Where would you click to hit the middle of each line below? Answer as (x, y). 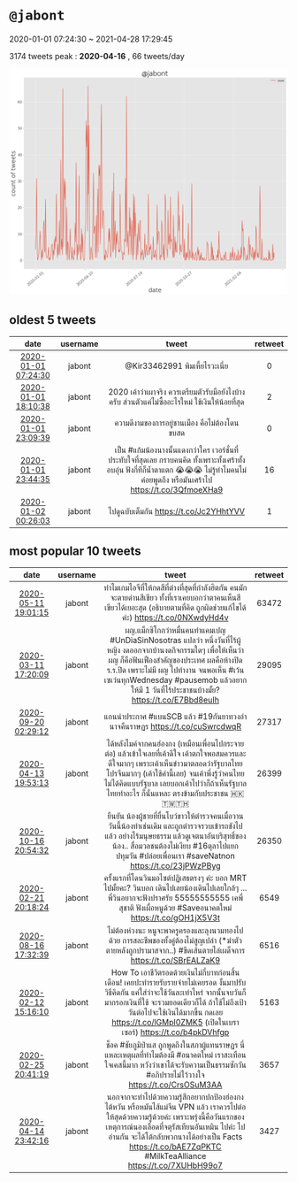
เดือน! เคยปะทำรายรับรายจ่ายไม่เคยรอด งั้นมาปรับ (175, 982)
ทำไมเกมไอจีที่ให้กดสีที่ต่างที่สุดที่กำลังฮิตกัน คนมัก (175, 587)
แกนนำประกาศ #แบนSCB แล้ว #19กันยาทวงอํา (175, 717)
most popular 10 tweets (75, 551)
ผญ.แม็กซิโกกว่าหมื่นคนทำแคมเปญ (175, 630)
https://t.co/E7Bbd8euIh (175, 700)
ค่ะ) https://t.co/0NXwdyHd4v (175, 618)
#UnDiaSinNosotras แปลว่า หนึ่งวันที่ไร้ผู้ (175, 641)
